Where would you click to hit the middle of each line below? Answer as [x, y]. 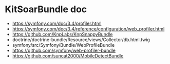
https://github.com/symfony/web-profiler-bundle [64, 50]
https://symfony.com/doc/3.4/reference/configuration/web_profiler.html [88, 28]
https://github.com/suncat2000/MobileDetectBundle [68, 56]
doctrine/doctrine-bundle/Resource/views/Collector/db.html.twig [81, 40]
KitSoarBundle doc [46, 9]
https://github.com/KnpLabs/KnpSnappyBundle [62, 34]
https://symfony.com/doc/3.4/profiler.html [57, 23]
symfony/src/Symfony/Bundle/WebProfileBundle [63, 45]
